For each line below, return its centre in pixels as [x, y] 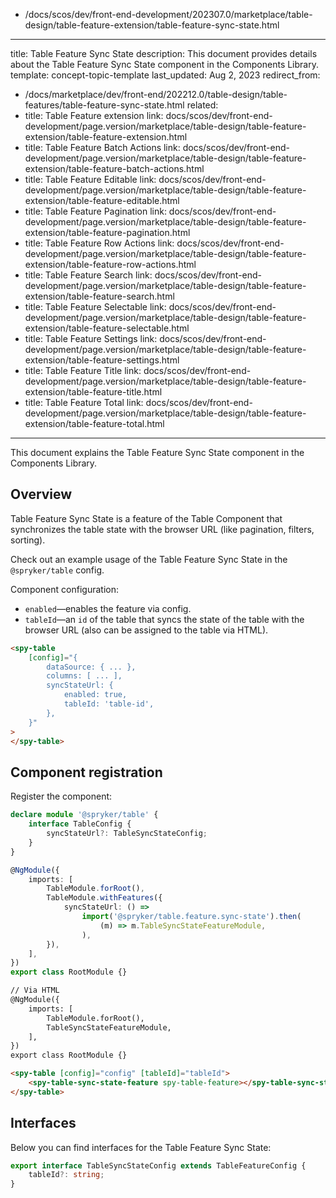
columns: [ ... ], [84, 676]
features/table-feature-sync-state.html [104, 105]
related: [202, 105]
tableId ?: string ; [66, 1175]
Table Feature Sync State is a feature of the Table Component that [146, 518]
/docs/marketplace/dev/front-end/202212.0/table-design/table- [156, 94]
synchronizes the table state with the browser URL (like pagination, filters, [162, 529]
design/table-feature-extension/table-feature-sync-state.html [152, 25]
